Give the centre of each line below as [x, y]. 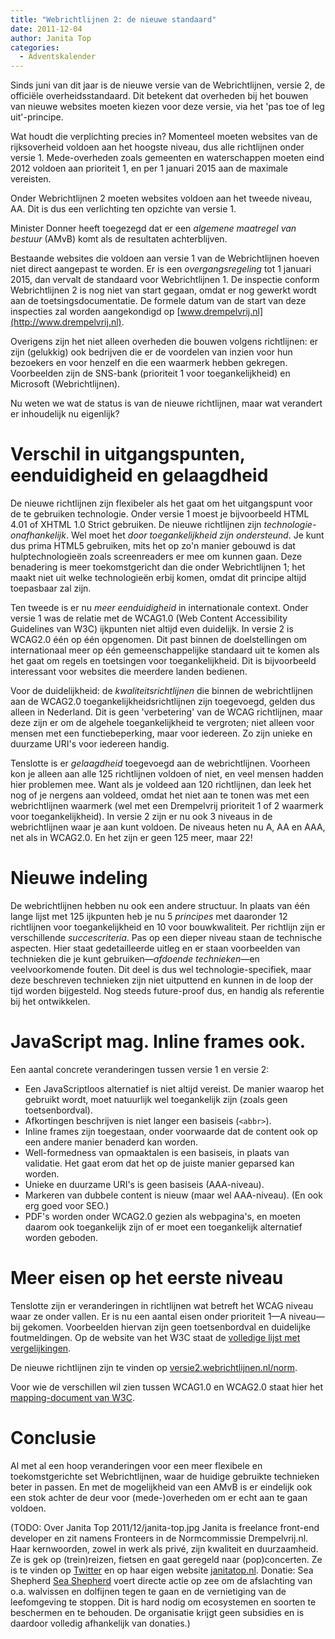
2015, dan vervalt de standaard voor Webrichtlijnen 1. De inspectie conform [165, 280]
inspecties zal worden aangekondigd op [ [95, 312]
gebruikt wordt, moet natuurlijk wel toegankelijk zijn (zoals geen [156, 1099]
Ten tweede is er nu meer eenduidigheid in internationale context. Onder [159, 608]
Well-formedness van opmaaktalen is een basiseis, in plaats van [157, 1152]
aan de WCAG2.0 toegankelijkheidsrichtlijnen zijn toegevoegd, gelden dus [163, 702]
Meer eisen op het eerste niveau [147, 1278]
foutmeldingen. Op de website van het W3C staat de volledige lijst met [155, 1337]
